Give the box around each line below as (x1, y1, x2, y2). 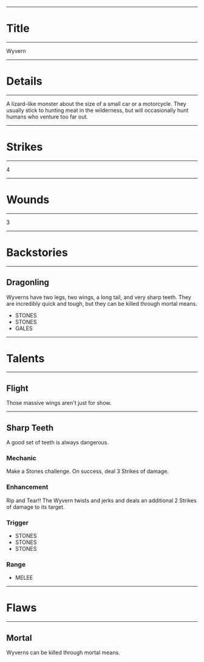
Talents (6, 351, 45, 365)
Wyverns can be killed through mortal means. (6, 649, 120, 656)
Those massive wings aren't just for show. (6, 399, 112, 407)
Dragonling (6, 277, 50, 288)
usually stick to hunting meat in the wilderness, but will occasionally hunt (6, 106, 189, 114)
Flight (6, 383, 29, 393)
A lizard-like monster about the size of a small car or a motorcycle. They (6, 100, 186, 107)
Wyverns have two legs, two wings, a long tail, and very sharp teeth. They (6, 293, 191, 301)
